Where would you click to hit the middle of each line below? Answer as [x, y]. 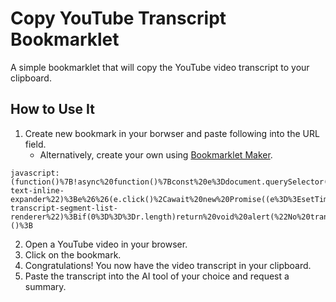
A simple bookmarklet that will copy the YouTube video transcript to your [160, 67]
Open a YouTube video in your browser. [106, 244]
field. [35, 144]
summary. [45, 286]
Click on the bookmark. [73, 254]
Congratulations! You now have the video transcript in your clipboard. [168, 265]
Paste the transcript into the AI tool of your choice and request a [157, 276]
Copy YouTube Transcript [118, 18]
